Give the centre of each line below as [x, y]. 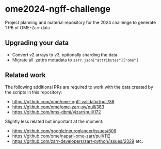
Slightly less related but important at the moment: [54, 121]
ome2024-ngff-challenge [58, 9]
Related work [25, 75]
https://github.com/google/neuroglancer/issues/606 [64, 130]
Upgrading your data [37, 43]
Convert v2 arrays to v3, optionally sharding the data [65, 55]
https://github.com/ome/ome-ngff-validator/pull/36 [63, 101]
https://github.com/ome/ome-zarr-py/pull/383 [58, 107]
